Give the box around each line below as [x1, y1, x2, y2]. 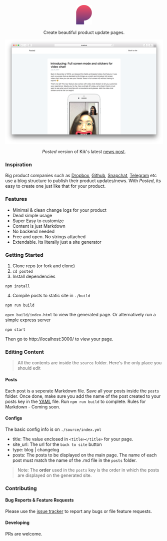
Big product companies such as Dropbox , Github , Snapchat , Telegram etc [5, 173, 157, 179]
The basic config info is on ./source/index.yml [5, 426, 101, 432]
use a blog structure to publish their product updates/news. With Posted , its [5, 178, 161, 184]
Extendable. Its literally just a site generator [12, 239, 101, 245]
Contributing [5, 484, 37, 491]
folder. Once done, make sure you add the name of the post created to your [5, 393, 161, 399]
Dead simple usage [12, 212, 52, 218]
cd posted [12, 269, 33, 274]
